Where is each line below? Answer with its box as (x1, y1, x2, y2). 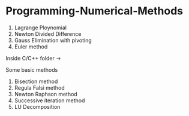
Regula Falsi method (14, 84, 65, 91)
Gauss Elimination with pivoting (14, 36, 92, 44)
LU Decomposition (14, 103, 61, 110)
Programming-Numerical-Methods (5, 4, 184, 18)
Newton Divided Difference (14, 30, 82, 37)
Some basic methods (5, 66, 58, 73)
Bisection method (14, 78, 58, 85)
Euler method (14, 43, 48, 50)
